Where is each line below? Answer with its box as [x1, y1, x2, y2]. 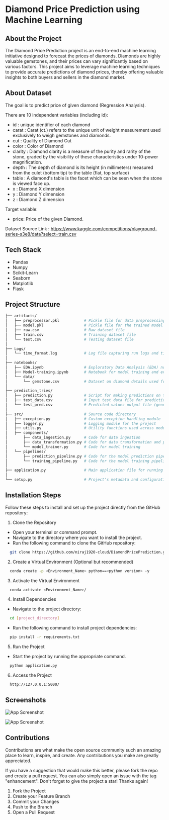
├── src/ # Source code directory [5, 411, 136, 417]
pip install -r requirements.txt [10, 634, 80, 640]
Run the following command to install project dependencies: [12, 625, 137, 631]
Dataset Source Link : [5, 225, 50, 232]
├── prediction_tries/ [5, 388, 53, 393]
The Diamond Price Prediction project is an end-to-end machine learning [5, 48, 156, 53]
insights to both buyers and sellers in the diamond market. [5, 74, 126, 80]
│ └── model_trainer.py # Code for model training [5, 444, 141, 449]
